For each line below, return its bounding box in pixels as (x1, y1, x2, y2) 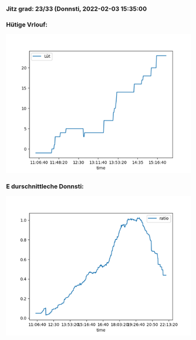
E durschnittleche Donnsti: (6, 182, 84, 191)
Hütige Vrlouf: (6, 20, 48, 28)
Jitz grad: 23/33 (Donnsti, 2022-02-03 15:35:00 (6, 5, 147, 13)
